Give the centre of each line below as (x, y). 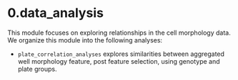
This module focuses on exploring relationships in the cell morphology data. (119, 33)
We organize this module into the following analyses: (85, 40)
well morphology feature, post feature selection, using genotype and (119, 61)
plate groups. (37, 69)
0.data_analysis (55, 13)
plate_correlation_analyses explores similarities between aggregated (121, 54)
